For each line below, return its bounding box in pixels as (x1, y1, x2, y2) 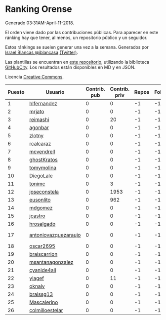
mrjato (29, 108, 44, 115)
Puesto (7, 88, 25, 95)
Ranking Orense (5, 3, 73, 15)
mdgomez (29, 204, 53, 211)
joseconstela (29, 188, 59, 195)
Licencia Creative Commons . (5, 74, 64, 80)
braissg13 (29, 290, 53, 297)
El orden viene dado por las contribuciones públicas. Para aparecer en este (5, 29, 159, 35)
